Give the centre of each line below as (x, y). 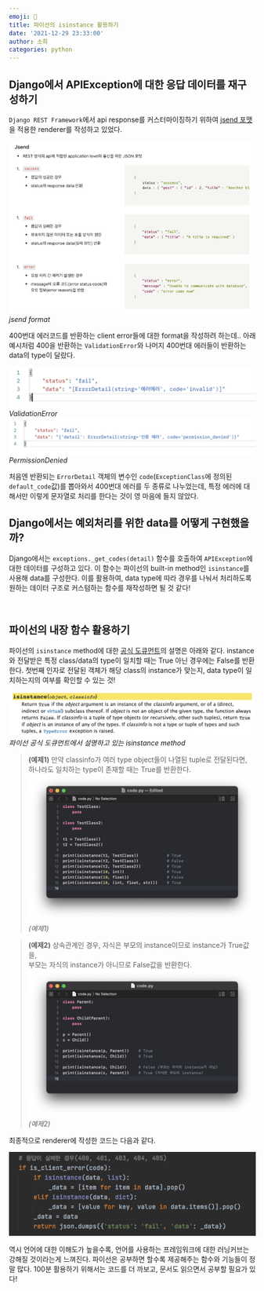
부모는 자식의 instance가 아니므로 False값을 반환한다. (110, 964)
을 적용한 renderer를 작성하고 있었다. (66, 129)
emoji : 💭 (23, 16)
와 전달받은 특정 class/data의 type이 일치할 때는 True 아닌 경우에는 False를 (125, 660)
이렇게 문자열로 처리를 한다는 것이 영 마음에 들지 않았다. (114, 496)
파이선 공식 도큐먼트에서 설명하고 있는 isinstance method (97, 743)
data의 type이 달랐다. (42, 355)
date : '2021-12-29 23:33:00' (56, 33)
